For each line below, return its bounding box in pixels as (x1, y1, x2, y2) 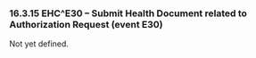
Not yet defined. (9, 38, 70, 49)
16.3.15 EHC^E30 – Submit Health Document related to (9, 7, 248, 20)
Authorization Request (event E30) (9, 18, 163, 30)
